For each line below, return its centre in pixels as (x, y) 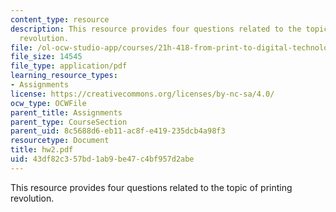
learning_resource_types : (64, 76)
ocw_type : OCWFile (48, 103)
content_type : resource (60, 19)
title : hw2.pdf (42, 150)
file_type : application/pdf (69, 66)
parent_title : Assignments (66, 112)
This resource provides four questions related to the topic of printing (151, 187)
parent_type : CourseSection (69, 122)
